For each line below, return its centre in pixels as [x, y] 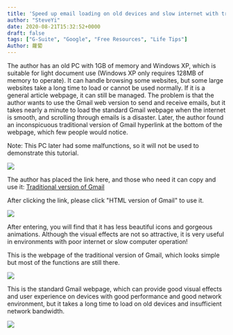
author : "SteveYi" [34, 20]
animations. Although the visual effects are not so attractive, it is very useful [115, 234]
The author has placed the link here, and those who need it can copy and [112, 179]
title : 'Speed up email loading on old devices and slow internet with [113, 14]
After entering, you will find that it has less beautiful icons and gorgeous [110, 227]
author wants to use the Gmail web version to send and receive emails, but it [116, 103]
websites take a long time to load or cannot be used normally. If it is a [106, 88]
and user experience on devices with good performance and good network [114, 296]
